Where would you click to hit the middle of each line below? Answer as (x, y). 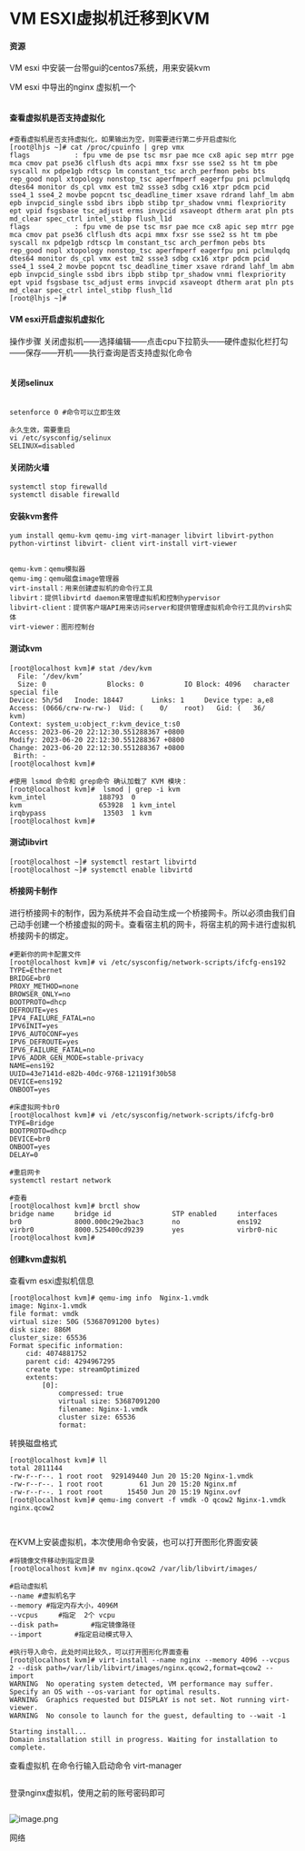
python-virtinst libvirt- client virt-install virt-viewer (123, 544)
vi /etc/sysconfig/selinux (60, 438)
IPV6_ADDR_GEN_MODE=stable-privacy (77, 1058)
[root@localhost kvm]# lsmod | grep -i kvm (95, 789)
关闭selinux (32, 383)
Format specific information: (67, 1346)
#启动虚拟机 (29, 1587)
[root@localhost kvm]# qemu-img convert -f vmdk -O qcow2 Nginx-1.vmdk (148, 1500)
